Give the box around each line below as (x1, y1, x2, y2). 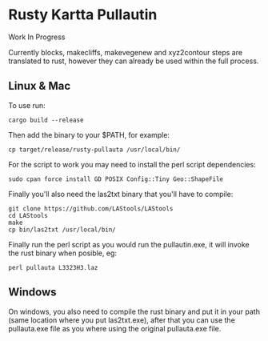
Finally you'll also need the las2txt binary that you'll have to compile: (8, 189, 234, 199)
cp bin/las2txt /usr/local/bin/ (8, 226, 116, 234)
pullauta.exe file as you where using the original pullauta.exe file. (8, 323, 222, 333)
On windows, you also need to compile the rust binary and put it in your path (8, 307, 260, 316)
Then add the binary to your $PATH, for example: (8, 130, 170, 139)
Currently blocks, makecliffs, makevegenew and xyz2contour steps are (8, 47, 242, 57)
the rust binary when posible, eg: (8, 248, 118, 258)
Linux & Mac (8, 79, 71, 93)
